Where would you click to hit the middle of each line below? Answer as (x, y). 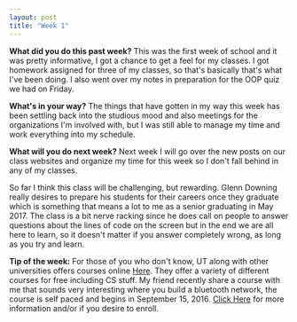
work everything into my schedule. (72, 134)
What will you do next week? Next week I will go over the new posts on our (148, 151)
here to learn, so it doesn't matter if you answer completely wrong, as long (145, 234)
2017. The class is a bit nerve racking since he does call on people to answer (149, 216)
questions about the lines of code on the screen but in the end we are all (141, 225)
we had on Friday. (42, 89)
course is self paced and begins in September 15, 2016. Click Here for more (147, 299)
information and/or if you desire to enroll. (84, 308)
